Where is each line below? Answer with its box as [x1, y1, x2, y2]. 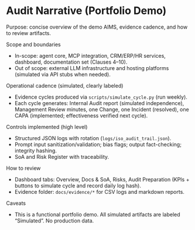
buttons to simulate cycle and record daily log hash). [14, 182, 142, 189]
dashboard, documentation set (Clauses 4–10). [14, 58, 128, 65]
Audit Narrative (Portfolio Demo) [6, 4, 167, 18]
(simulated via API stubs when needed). [14, 71, 111, 78]
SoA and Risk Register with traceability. [14, 153, 110, 160]
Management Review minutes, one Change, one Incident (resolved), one [14, 106, 189, 113]
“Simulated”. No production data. [14, 217, 94, 224]
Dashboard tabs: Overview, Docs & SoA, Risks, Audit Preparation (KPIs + [14, 176, 190, 183]
